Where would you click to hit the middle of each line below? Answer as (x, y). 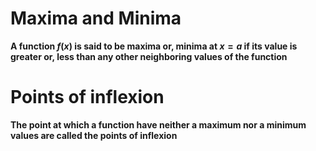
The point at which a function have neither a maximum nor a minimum (158, 124)
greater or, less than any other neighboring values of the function (149, 56)
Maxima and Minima (96, 18)
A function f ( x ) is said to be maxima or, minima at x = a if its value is (154, 46)
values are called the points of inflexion (94, 135)
